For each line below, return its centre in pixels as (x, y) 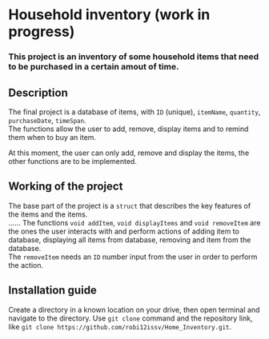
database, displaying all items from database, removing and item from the (130, 239)
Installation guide (53, 291)
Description (38, 92)
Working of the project (66, 187)
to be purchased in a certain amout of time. (94, 67)
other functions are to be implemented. (73, 161)
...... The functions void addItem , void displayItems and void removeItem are (134, 222)
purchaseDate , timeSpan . (47, 120)
